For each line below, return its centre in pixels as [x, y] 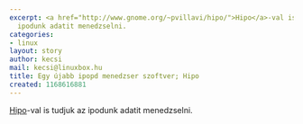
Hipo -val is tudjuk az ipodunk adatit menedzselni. [101, 110]
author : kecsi [36, 59]
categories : [32, 34]
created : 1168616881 [48, 84]
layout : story [36, 51]
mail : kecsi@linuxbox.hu [56, 68]
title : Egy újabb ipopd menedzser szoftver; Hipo [105, 76]
